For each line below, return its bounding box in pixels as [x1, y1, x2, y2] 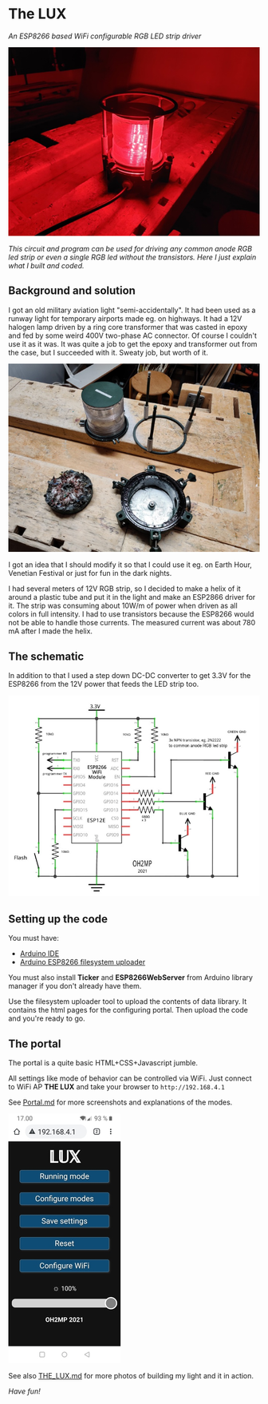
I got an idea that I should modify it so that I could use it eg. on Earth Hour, [8, 560, 253, 569]
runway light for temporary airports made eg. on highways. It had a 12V [8, 313, 242, 323]
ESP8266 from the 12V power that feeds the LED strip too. [8, 680, 199, 689]
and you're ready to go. [8, 1013, 85, 1023]
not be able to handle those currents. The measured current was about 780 [8, 618, 256, 628]
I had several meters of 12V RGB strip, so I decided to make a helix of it [8, 584, 241, 593]
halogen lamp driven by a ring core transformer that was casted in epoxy [8, 322, 248, 331]
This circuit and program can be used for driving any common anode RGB [8, 244, 253, 253]
